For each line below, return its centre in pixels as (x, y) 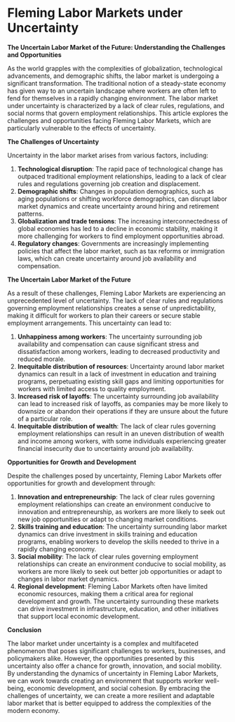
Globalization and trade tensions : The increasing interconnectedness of (122, 221)
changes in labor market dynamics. (68, 579)
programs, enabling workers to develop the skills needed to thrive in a (118, 541)
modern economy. (34, 710)
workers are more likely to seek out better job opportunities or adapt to (120, 571)
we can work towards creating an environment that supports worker (106, 681)
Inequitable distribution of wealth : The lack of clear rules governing (116, 426)
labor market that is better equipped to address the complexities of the (109, 703)
